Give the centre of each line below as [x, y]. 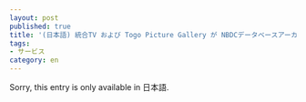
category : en [34, 60]
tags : [20, 43]
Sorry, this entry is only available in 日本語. [89, 87]
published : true [40, 26]
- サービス [27, 52]
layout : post [34, 18]
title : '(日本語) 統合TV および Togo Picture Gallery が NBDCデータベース [144, 35]
